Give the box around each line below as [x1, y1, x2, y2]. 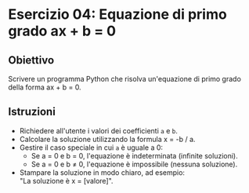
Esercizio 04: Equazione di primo [8, 5, 227, 24]
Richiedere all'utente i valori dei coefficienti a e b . [19, 126, 178, 135]
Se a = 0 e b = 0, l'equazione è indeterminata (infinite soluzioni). [31, 151, 238, 160]
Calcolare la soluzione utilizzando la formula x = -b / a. [19, 134, 196, 144]
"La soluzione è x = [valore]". [19, 176, 114, 185]
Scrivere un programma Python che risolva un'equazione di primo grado [8, 75, 241, 83]
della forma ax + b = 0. [8, 82, 81, 92]
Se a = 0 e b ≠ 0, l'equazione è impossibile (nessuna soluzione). [31, 159, 238, 169]
